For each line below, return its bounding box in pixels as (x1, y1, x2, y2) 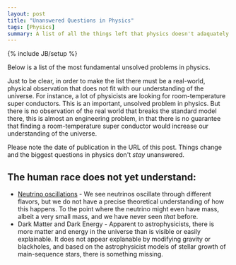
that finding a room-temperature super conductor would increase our (7, 122, 209, 131)
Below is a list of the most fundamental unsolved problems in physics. (7, 63, 211, 71)
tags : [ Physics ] (7, 23, 55, 30)
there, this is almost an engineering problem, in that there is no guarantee (7, 114, 221, 123)
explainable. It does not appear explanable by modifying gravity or (17, 235, 211, 244)
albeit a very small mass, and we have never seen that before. (17, 213, 199, 221)
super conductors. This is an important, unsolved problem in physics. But (7, 100, 220, 108)
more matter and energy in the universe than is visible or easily (17, 228, 201, 236)
